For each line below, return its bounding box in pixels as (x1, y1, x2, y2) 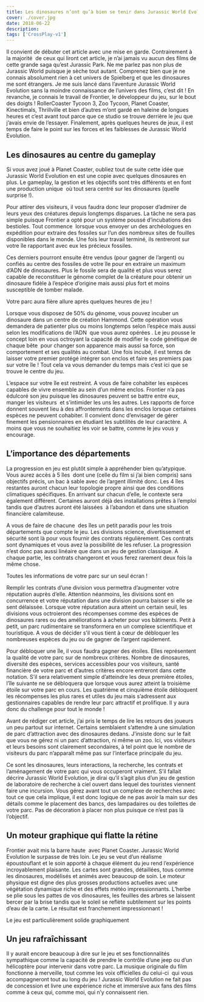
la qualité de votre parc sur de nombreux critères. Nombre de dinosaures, (6, 653, 190, 661)
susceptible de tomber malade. (6, 286, 84, 293)
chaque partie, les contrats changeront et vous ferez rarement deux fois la (6, 554, 192, 561)
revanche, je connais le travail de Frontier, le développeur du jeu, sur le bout (6, 94, 196, 101)
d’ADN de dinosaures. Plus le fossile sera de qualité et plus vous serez (6, 267, 182, 274)
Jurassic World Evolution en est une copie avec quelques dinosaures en (6, 172, 186, 179)
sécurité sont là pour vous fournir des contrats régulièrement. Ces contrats (6, 534, 194, 542)
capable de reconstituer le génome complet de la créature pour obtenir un (6, 273, 192, 280)
